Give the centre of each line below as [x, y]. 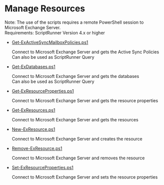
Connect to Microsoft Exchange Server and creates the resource [77, 139]
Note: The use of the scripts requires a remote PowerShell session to [74, 22]
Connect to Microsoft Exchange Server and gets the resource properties [85, 100]
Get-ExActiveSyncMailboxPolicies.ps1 [50, 42]
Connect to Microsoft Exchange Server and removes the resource [78, 158]
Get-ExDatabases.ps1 [33, 67]
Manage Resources [45, 9]
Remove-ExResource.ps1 [37, 148]
